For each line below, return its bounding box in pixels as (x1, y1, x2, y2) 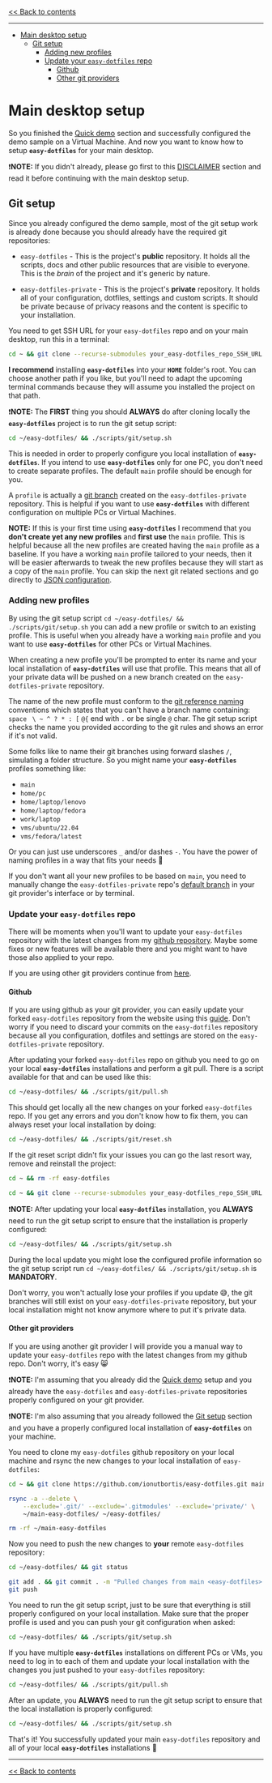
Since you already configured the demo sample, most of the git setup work (8, 218, 258, 228)
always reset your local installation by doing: (8, 1120, 156, 1129)
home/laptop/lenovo (19, 798, 87, 806)
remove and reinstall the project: (8, 1158, 117, 1169)
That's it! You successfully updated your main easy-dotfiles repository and (8, 1734, 261, 1744)
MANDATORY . (8, 1272, 57, 1282)
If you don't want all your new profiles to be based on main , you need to (8, 871, 247, 881)
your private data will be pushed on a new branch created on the (8, 672, 224, 681)
